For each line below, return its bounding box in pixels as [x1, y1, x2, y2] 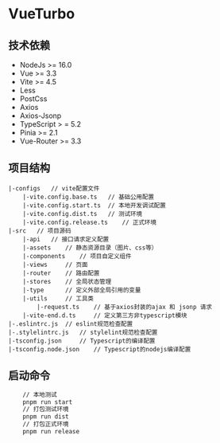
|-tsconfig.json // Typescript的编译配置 [8, 336, 156, 345]
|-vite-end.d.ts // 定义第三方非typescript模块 [22, 312, 188, 320]
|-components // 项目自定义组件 [22, 252, 132, 260]
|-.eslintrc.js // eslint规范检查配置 [8, 320, 133, 327]
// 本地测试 [22, 390, 57, 398]
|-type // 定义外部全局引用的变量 [22, 286, 141, 294]
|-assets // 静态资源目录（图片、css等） [22, 244, 158, 252]
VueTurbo [8, 5, 75, 23]
